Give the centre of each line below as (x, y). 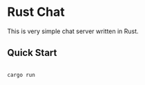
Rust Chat (36, 12)
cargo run (21, 75)
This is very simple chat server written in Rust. (73, 31)
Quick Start (32, 53)
